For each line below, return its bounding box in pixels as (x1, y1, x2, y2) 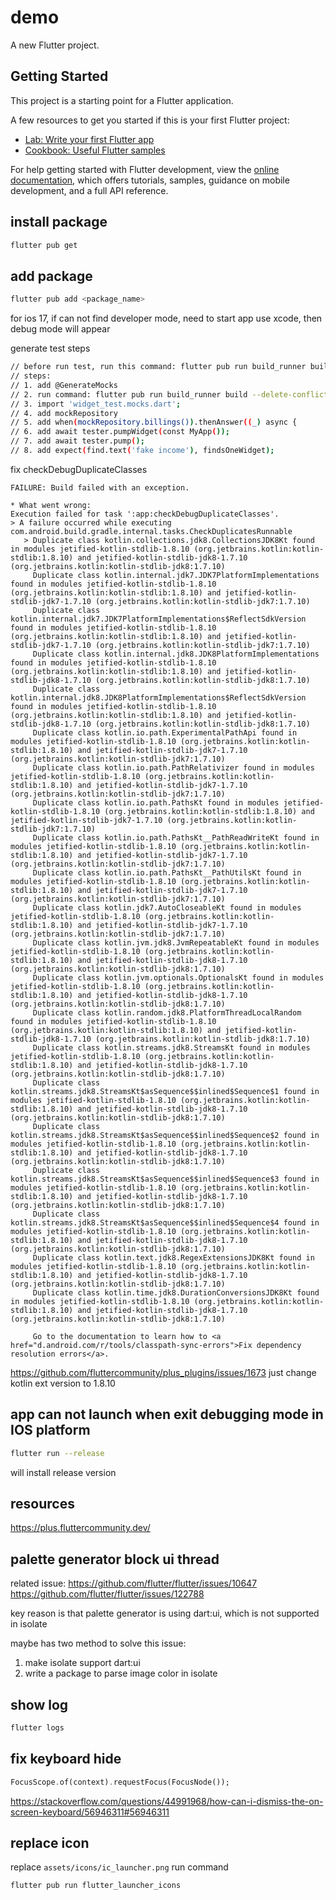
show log (10, 1696, 69, 1713)
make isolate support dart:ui (24, 1657, 141, 1669)
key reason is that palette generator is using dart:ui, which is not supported (10, 1607, 320, 1620)
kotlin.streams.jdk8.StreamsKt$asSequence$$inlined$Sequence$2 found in (10, 1130, 320, 1140)
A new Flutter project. (10, 39, 100, 51)
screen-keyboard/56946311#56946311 (10, 1806, 170, 1818)
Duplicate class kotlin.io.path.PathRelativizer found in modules (32, 762, 315, 773)
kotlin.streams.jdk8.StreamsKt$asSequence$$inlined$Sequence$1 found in (10, 1086, 320, 1096)
